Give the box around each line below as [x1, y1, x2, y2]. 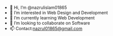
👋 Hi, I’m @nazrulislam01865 [9, 5, 67, 10]
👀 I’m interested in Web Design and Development [9, 10, 108, 16]
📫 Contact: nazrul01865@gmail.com [9, 26, 83, 31]
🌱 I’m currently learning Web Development [9, 15, 95, 20]
